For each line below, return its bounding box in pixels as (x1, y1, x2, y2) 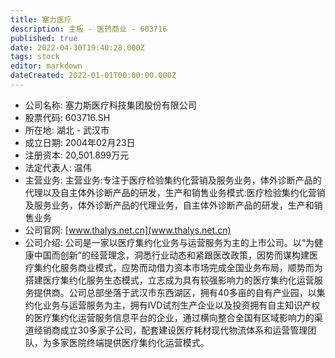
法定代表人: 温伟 (24, 161, 92, 173)
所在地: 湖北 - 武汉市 (24, 124, 110, 136)
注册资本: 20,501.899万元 (24, 149, 130, 161)
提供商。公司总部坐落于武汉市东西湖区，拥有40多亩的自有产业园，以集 (33, 286, 326, 298)
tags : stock (10, 52, 60, 62)
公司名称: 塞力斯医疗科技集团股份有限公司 (24, 99, 197, 111)
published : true (10, 33, 78, 43)
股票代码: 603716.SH (24, 111, 111, 123)
